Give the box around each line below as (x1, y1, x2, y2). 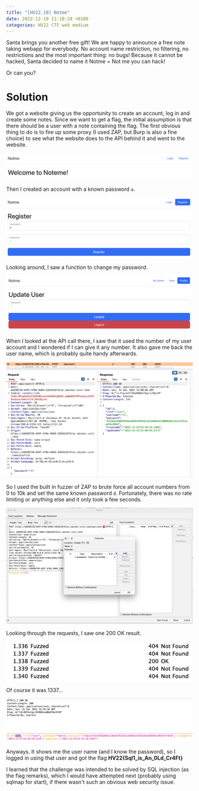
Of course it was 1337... (6, 687, 63, 694)
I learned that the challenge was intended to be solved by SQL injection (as (6, 766, 190, 773)
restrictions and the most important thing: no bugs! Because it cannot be (6, 52, 184, 59)
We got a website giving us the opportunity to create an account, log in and (6, 110, 190, 117)
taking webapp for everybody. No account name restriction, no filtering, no (6, 45, 189, 53)
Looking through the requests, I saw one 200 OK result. (6, 630, 142, 637)
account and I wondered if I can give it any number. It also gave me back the (6, 344, 192, 351)
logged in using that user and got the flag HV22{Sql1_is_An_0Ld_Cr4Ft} (6, 754, 183, 761)
